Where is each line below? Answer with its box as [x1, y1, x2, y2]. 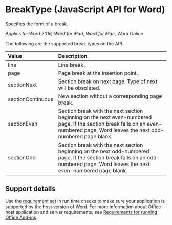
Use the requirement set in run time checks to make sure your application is [5, 198, 165, 204]
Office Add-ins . [5, 214, 38, 220]
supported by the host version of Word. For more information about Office [5, 203, 161, 210]
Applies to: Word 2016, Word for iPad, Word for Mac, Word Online [5, 30, 143, 36]
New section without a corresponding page [58, 92, 162, 99]
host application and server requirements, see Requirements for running [5, 209, 157, 215]
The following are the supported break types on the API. [5, 40, 124, 47]
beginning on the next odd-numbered [58, 148, 149, 155]
